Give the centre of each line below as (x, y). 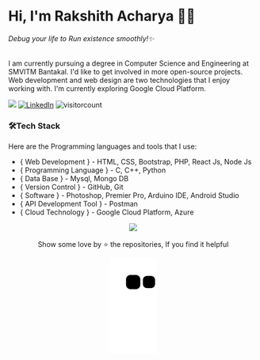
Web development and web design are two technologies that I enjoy (119, 80)
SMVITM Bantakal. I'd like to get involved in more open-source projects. (126, 72)
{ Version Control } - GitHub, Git (72, 187)
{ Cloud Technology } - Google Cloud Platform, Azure (107, 212)
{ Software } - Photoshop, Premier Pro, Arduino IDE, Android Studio (129, 195)
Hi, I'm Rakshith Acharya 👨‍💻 (102, 16)
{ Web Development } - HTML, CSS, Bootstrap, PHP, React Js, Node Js (136, 161)
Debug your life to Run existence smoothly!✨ (81, 38)
